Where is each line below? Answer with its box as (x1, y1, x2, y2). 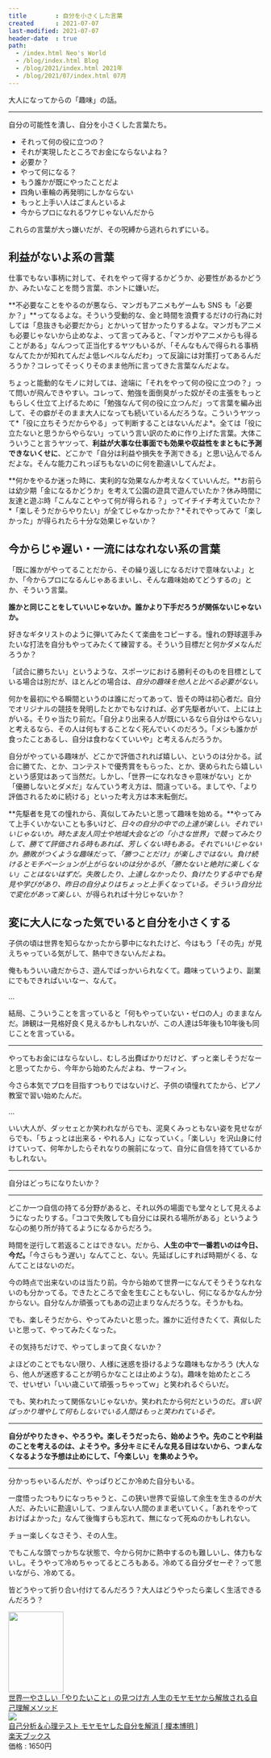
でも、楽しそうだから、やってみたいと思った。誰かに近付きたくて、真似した (8, 1315, 262, 1325)
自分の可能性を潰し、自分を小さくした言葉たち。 (8, 119, 171, 129)
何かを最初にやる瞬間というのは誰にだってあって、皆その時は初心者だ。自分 (8, 694, 262, 704)
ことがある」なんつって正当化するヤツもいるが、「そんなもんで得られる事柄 (8, 340, 259, 351)
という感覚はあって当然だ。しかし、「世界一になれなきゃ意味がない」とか (8, 772, 252, 781)
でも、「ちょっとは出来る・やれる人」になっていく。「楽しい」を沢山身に (15, 1134, 256, 1144)
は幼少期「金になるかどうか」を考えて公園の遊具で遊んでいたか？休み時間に (8, 485, 262, 496)
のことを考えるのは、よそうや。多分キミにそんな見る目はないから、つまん (8, 1441, 256, 1452)
